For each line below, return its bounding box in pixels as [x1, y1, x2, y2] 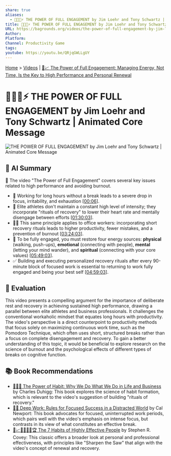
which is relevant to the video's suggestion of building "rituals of [12, 394, 148, 400]
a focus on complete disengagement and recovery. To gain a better [5, 335, 147, 342]
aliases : [5, 12, 24, 17]
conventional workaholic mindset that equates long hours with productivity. [5, 314, 163, 320]
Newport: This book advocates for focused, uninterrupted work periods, [12, 410, 164, 416]
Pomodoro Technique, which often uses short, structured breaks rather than [5, 330, 165, 336]
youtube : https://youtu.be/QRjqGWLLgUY [5, 50, 90, 55]
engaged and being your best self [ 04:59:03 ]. [12, 269, 109, 275]
